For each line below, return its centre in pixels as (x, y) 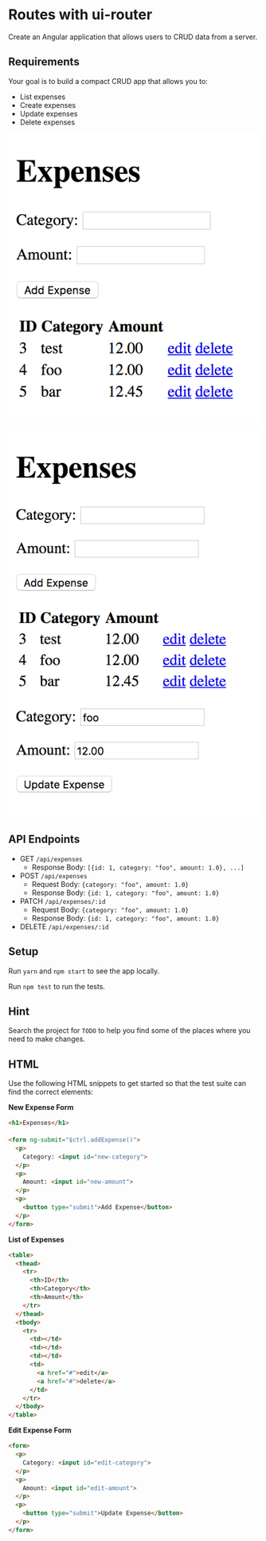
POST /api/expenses (53, 875)
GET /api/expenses (51, 858)
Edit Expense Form (40, 1430)
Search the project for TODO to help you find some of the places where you (129, 1031)
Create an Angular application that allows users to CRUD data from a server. (133, 37)
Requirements (44, 62)
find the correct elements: (51, 1092)
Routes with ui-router (80, 15)
